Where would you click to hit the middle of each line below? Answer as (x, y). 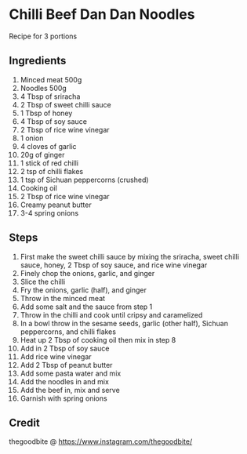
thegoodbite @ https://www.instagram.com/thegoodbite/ (101, 441)
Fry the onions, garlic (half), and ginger (84, 290)
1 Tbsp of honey (46, 113)
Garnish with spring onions (64, 398)
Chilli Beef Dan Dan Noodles (102, 15)
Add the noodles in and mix (64, 381)
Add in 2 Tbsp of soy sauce (65, 348)
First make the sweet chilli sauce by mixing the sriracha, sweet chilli (130, 256)
